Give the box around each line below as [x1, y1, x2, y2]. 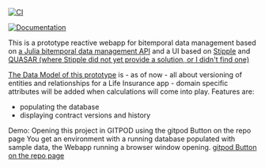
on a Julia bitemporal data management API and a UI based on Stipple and [8, 47, 251, 55]
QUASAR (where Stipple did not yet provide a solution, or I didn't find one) [8, 55, 250, 64]
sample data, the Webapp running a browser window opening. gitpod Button [8, 143, 257, 151]
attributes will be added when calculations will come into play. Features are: [8, 87, 255, 96]
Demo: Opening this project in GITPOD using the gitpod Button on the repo [8, 126, 252, 135]
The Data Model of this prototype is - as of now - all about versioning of [8, 70, 243, 79]
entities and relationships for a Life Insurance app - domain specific [8, 79, 229, 88]
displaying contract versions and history [19, 110, 151, 120]
